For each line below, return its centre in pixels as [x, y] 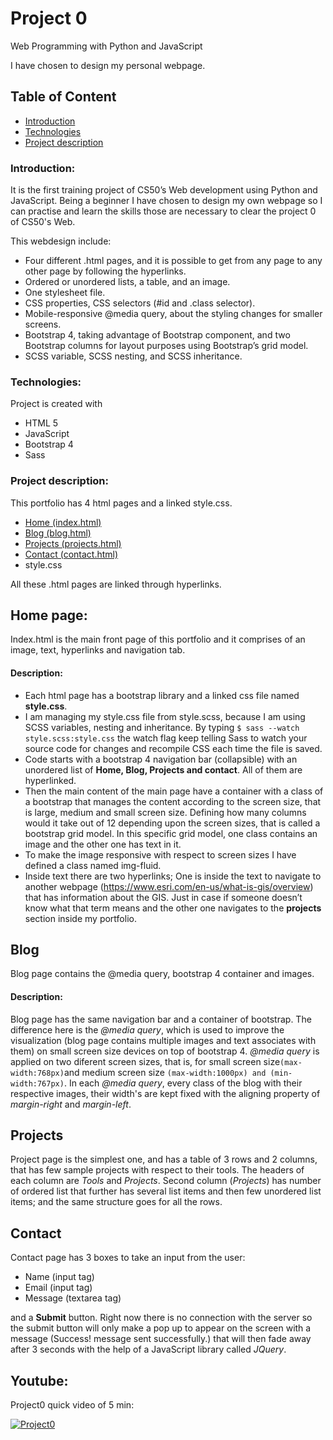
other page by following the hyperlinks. [105, 271]
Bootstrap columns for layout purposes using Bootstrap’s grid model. [166, 346]
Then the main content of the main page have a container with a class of [174, 791]
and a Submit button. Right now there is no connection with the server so [161, 1318]
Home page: [49, 615]
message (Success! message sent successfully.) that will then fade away [161, 1339]
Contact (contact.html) [71, 554]
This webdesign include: [61, 241]
